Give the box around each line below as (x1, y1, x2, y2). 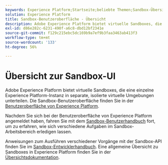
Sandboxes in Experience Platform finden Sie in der (5, 148, 111, 155)
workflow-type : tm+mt (5, 35, 50, 40)
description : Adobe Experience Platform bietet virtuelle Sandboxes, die (5, 21, 162, 26)
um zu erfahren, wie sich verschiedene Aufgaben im (5, 123, 113, 129)
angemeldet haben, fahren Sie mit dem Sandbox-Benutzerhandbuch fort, (5, 118, 156, 124)
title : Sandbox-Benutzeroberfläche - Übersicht (5, 16, 106, 21)
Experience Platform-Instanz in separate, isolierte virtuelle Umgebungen (5, 92, 154, 98)
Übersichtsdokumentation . (5, 154, 60, 160)
